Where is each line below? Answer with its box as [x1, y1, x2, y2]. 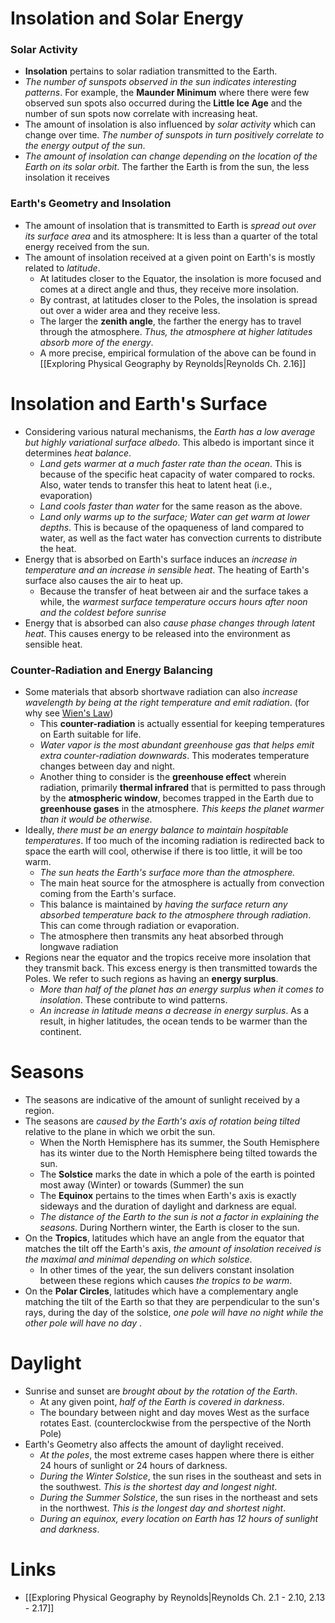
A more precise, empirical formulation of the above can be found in [39, 347, 317, 359]
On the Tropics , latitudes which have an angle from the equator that [24, 1232, 305, 1244]
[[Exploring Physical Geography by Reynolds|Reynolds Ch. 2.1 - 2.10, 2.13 [24, 1591, 326, 1603]
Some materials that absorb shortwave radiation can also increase [24, 686, 298, 698]
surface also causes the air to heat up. [24, 574, 184, 586]
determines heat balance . [24, 447, 132, 459]
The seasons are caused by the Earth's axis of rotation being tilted [24, 1115, 301, 1127]
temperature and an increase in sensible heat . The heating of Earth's [24, 563, 310, 576]
